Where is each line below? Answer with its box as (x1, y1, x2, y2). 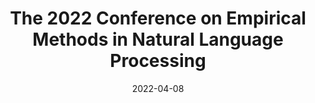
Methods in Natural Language (32, 28, 284, 51)
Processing (109, 50, 207, 72)
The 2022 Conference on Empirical (9, 7, 307, 30)
